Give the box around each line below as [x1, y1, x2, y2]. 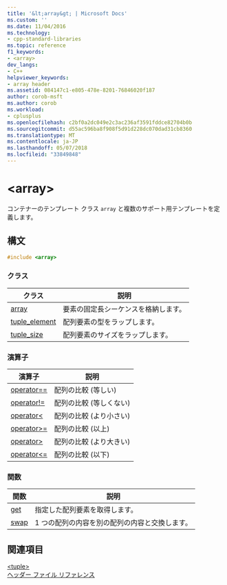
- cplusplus [7, 112, 41, 119]
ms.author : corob [7, 100, 57, 107]
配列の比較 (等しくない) [54, 398, 131, 408]
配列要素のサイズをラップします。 [63, 330, 173, 340]
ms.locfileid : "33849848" [7, 151, 81, 158]
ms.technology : [7, 29, 51, 37]
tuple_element [10, 316, 56, 326]
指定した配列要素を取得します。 [34, 505, 138, 515]
